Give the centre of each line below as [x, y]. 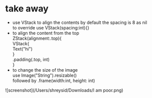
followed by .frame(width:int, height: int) [54, 81]
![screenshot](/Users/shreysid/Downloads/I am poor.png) [64, 90]
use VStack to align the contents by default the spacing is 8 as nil [80, 22]
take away [27, 9]
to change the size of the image [45, 70]
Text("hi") [22, 49]
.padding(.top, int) [31, 59]
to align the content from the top [46, 33]
